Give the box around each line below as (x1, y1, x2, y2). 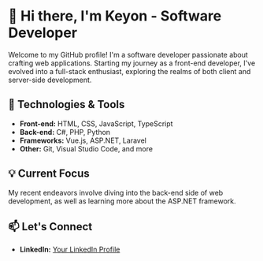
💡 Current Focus (8, 167, 91, 181)
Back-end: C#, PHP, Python (19, 127, 111, 136)
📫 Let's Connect (8, 220, 93, 233)
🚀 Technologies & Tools (8, 98, 125, 111)
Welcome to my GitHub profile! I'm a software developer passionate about (8, 50, 248, 59)
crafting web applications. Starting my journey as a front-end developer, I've (8, 58, 256, 68)
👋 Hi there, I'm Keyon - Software (8, 7, 222, 25)
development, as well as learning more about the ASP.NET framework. (8, 196, 236, 206)
